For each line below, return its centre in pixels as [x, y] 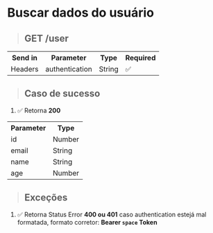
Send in [25, 58]
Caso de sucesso [62, 94]
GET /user [46, 38]
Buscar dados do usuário [81, 13]
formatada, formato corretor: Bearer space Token [87, 222]
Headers [25, 69]
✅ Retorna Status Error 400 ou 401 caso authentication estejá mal [112, 214]
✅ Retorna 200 [39, 110]
